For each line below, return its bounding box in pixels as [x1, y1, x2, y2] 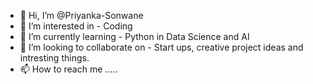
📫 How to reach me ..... [19, 63, 118, 75]
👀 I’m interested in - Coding [19, 20, 133, 32]
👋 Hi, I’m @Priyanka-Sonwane [19, 10, 144, 21]
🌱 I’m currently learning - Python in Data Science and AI [19, 31, 250, 42]
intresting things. [19, 52, 90, 64]
